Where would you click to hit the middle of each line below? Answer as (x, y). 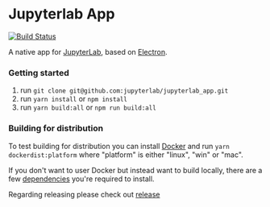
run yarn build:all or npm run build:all (88, 108)
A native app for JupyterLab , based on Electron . (88, 52)
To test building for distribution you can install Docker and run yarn (119, 146)
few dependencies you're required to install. (81, 179)
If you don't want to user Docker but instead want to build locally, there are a (135, 170)
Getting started (39, 72)
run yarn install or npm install (73, 99)
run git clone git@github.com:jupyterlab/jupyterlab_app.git (124, 90)
